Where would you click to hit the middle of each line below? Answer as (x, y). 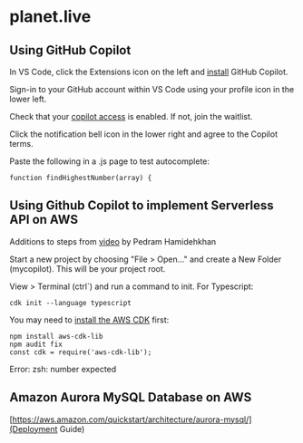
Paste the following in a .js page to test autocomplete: (110, 161)
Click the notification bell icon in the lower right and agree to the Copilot (144, 134)
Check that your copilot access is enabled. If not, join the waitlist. (131, 116)
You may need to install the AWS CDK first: (89, 320)
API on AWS (44, 220)
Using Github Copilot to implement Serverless (142, 206)
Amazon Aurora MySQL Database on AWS (131, 397)
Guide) (72, 429)
